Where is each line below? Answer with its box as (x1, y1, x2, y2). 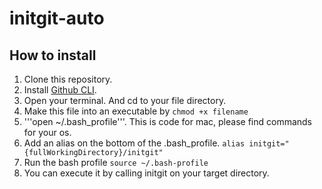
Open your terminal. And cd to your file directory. (23, 95, 227, 106)
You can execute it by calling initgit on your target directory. (23, 167, 270, 179)
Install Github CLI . (23, 84, 97, 96)
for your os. (23, 127, 72, 138)
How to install (9, 47, 97, 64)
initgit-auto (9, 7, 105, 30)
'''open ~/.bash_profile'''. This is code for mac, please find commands (23, 116, 313, 127)
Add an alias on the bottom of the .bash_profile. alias (23, 137, 246, 149)
